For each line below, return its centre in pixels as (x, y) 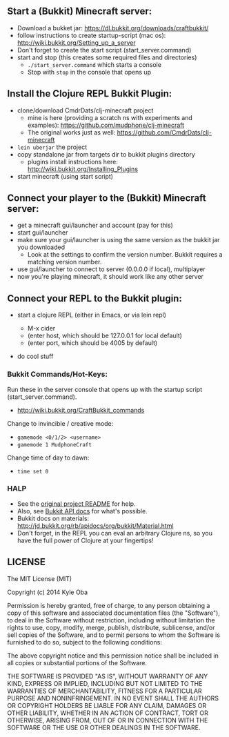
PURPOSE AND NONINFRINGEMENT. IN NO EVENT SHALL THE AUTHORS (113, 698)
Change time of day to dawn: (48, 458)
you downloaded (41, 247)
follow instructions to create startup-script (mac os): (91, 35)
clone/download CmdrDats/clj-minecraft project (85, 110)
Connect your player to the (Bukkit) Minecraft (107, 198)
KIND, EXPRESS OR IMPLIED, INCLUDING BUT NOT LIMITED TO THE (105, 683)
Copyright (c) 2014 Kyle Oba (48, 592)
